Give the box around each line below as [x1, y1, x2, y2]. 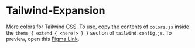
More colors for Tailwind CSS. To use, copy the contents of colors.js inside [6, 23, 189, 30]
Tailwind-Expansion [6, 4, 105, 17]
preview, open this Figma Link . [6, 35, 80, 42]
